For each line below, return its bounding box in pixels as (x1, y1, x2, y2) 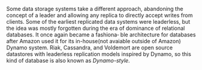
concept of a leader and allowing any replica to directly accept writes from (6, 12, 193, 19)
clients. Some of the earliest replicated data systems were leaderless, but (6, 18, 190, 25)
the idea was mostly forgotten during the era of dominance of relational (6, 24, 186, 32)
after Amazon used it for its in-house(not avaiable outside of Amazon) (6, 38, 181, 44)
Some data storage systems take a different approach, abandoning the (6, 5, 184, 12)
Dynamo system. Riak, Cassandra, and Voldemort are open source (6, 44, 173, 51)
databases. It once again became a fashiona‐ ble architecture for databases (6, 31, 196, 38)
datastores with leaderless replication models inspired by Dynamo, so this (6, 51, 192, 57)
